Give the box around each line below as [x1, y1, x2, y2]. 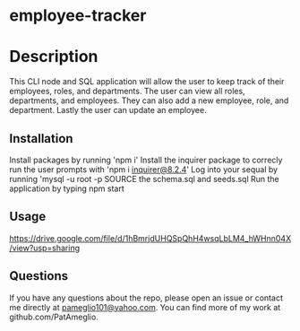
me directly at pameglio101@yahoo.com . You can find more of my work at [9, 301, 281, 312]
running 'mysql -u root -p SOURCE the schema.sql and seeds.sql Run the [9, 173, 279, 184]
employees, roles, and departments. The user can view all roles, [9, 86, 245, 97]
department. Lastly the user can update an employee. [9, 105, 208, 116]
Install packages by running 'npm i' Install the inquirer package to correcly [9, 154, 283, 165]
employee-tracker [9, 5, 147, 26]
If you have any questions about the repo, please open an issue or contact [9, 292, 284, 303]
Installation [9, 131, 73, 146]
